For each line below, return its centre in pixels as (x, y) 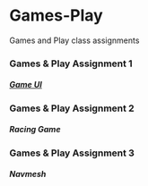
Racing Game (35, 130)
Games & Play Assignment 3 (72, 153)
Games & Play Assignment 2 (72, 108)
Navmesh (28, 174)
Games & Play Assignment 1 (71, 63)
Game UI (26, 85)
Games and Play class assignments (74, 40)
